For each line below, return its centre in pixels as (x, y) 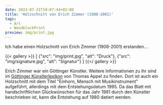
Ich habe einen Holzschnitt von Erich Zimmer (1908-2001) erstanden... (77, 47)
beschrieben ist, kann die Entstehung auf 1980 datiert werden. (68, 97)
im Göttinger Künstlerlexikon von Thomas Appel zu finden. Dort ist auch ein (82, 76)
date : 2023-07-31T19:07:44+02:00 (40, 10)
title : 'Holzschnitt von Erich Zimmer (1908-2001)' (59, 14)
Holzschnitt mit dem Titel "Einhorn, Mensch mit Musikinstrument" (72, 81)
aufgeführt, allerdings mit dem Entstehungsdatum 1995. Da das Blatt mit (78, 87)
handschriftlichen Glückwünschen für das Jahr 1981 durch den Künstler (78, 92)
